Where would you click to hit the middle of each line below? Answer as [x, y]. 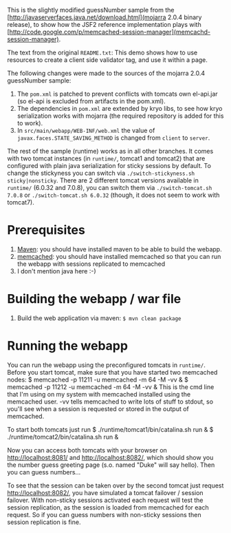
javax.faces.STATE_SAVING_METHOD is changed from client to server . [113, 138]
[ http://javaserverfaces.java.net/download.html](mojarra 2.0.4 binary [104, 17]
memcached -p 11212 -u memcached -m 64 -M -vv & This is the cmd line [111, 387]
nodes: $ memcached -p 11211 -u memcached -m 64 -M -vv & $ [98, 379]
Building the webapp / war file [94, 299]
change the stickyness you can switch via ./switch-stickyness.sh [101, 173]
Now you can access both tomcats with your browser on [87, 450]
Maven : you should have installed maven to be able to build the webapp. [119, 249]
